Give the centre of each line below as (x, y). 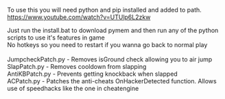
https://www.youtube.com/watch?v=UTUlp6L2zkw (79, 17)
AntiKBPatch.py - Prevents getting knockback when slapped (93, 74)
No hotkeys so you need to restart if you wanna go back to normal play (107, 45)
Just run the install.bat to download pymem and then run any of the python (113, 30)
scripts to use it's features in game (56, 38)
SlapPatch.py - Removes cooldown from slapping (77, 67)
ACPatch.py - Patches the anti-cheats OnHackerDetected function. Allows (112, 81)
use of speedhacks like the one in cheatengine (73, 88)
